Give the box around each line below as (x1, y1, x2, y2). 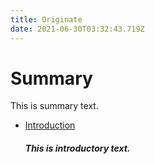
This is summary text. (10, 100, 99, 112)
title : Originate (10, 14, 83, 25)
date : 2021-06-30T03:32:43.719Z (10, 24, 145, 34)
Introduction (24, 119, 76, 131)
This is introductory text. (24, 142, 131, 155)
